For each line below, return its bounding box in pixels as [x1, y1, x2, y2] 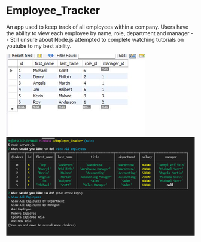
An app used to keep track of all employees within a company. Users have [6, 23, 189, 30]
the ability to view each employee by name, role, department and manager [6, 29, 190, 36]
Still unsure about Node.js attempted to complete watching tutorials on [10, 36, 184, 43]
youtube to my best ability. [6, 42, 72, 50]
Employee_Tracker [6, 4, 100, 17]
